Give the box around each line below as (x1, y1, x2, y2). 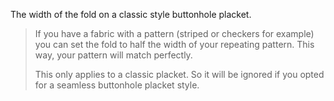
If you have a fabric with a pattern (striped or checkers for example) (34, 28, 315, 39)
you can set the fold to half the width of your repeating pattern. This (34, 39, 315, 50)
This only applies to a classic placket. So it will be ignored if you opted (34, 69, 325, 80)
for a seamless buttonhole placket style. (34, 79, 200, 91)
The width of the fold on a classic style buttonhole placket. (10, 9, 252, 20)
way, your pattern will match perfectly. (34, 49, 193, 61)
